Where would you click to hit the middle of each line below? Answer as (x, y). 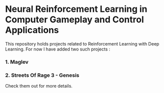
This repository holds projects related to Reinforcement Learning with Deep (82, 44)
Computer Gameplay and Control (75, 20)
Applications (32, 30)
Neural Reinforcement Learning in (76, 9)
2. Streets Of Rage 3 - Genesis (42, 75)
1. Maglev (17, 62)
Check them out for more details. (39, 86)
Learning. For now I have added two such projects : (58, 49)
